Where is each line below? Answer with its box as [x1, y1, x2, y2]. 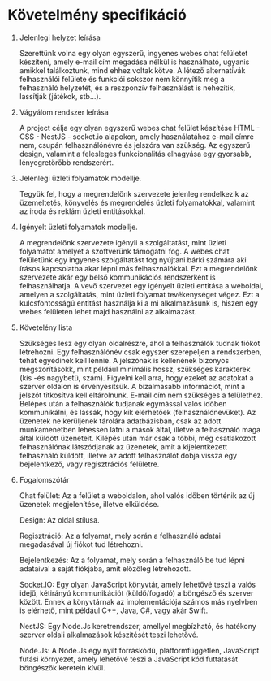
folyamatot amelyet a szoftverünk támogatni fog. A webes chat [19, 246, 230, 256]
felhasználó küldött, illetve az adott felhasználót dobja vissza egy [19, 450, 237, 460]
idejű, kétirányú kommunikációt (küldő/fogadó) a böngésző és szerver [19, 588, 254, 598]
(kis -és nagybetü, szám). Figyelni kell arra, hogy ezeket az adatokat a [19, 372, 254, 383]
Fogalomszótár [19, 475, 70, 484]
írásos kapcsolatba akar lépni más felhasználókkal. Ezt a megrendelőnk [19, 263, 258, 273]
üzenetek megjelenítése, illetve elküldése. [19, 499, 160, 509]
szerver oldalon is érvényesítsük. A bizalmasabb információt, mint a [19, 381, 246, 391]
